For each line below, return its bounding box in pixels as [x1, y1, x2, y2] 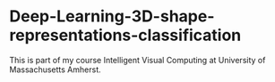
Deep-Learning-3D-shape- [9, 6, 215, 27]
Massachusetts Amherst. [9, 64, 101, 75]
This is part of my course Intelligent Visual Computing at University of [9, 54, 266, 65]
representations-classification [9, 25, 242, 45]
